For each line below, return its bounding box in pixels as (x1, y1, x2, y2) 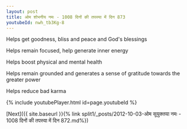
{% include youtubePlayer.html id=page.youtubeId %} (6, 99, 137, 106)
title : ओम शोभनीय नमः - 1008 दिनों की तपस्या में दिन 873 (6, 14, 126, 20)
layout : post (6, 8, 38, 15)
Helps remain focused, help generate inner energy (6, 47, 129, 54)
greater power (6, 76, 41, 83)
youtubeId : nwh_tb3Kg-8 (6, 19, 65, 25)
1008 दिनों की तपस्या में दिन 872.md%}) (6, 117, 89, 124)
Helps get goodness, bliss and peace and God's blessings (6, 36, 147, 43)
